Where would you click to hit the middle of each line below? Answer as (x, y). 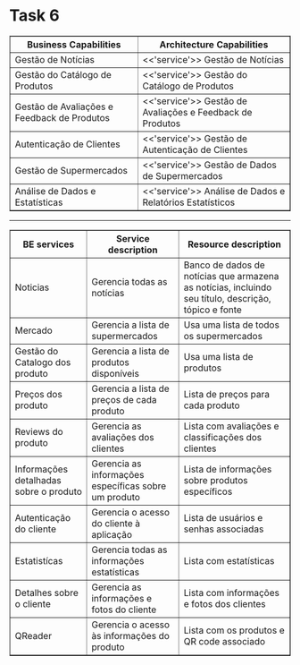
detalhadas (38, 480)
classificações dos (222, 437)
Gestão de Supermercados (71, 170)
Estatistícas (39, 560)
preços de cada (125, 399)
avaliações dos (123, 437)
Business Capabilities (74, 44)
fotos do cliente (124, 610)
